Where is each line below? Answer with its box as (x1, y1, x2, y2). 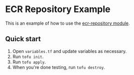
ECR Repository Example (5, 4, 110, 15)
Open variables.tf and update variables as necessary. (12, 48, 127, 54)
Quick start (5, 35, 41, 43)
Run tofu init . (12, 53, 44, 59)
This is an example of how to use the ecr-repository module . (5, 20, 130, 26)
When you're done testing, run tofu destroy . (12, 64, 105, 70)
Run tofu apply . (12, 59, 46, 65)
